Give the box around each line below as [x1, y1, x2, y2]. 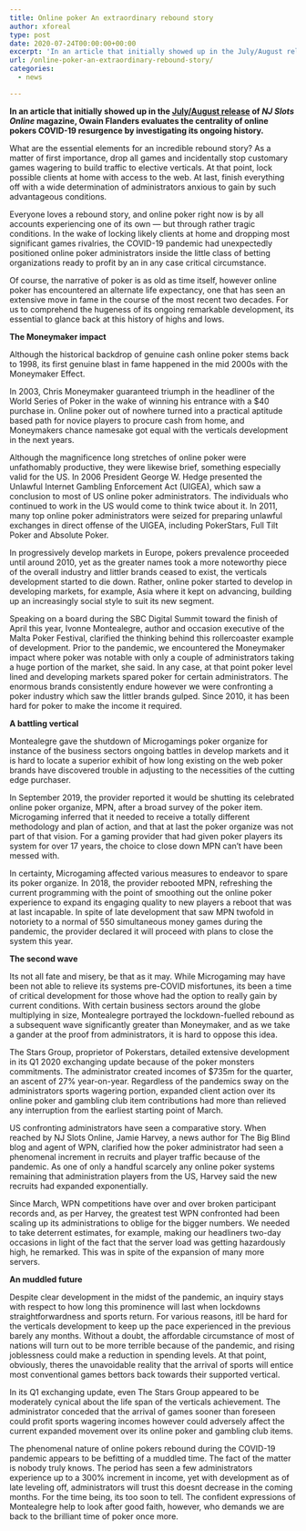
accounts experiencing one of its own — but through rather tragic [9, 218, 256, 229]
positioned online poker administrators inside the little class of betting [9, 247, 270, 258]
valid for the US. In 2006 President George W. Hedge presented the [9, 471, 262, 482]
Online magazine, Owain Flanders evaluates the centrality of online [9, 115, 269, 126]
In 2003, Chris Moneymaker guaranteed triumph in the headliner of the [9, 385, 275, 396]
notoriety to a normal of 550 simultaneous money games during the [9, 916, 263, 927]
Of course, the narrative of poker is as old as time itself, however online [9, 274, 278, 285]
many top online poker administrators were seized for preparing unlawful [9, 509, 283, 520]
